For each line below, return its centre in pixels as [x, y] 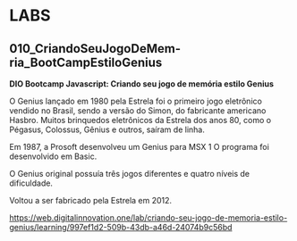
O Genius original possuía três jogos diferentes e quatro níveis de [130, 174]
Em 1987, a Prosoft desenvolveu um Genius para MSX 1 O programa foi [140, 147]
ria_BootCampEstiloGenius [86, 62]
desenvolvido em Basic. [53, 156]
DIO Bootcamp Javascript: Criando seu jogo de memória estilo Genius [142, 84]
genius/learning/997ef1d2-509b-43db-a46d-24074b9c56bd [121, 227]
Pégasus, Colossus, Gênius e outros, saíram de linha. [107, 129]
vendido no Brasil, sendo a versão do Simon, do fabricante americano [138, 111]
